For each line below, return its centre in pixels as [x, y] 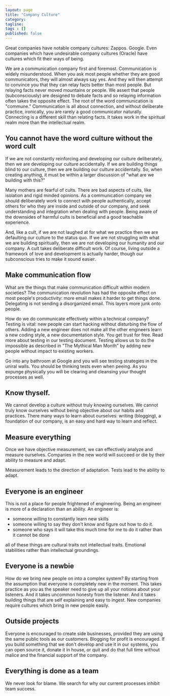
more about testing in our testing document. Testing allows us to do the [80, 340]
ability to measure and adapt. [36, 460]
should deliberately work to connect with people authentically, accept [78, 200]
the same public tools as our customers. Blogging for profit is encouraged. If [85, 639]
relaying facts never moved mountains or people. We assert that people [80, 90]
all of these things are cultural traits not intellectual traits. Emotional [76, 545]
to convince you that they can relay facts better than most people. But [78, 85]
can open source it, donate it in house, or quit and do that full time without [82, 649]
